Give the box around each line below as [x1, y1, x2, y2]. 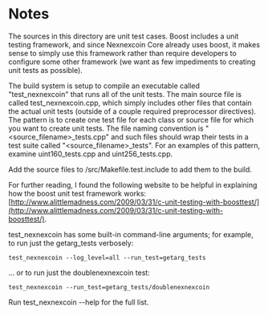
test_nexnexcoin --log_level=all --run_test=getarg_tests [8, 253, 206, 261]
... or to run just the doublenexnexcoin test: [8, 268, 150, 277]
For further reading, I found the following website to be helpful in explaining [8, 180, 258, 189]
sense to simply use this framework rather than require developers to [8, 48, 237, 58]
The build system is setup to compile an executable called [8, 81, 201, 91]
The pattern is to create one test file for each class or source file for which [8, 115, 254, 124]
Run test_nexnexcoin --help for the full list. [8, 297, 149, 307]
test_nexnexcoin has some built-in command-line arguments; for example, [8, 229, 254, 239]
